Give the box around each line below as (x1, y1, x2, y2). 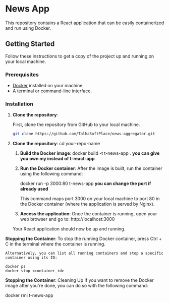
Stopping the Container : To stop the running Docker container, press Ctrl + (5, 235, 162, 242)
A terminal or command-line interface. (12, 88, 92, 94)
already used (20, 186, 48, 192)
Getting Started (5, 40, 55, 48)
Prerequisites (5, 71, 39, 78)
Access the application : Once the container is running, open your (20, 211, 157, 217)
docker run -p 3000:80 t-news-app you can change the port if (20, 180, 151, 187)
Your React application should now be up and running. (12, 226, 126, 232)
